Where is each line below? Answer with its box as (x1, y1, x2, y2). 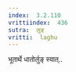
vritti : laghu (8, 33, 58, 41)
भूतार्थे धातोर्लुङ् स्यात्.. (8, 55, 63, 64)
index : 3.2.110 (8, 11, 61, 20)
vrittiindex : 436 (8, 19, 68, 27)
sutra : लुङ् (8, 26, 45, 34)
